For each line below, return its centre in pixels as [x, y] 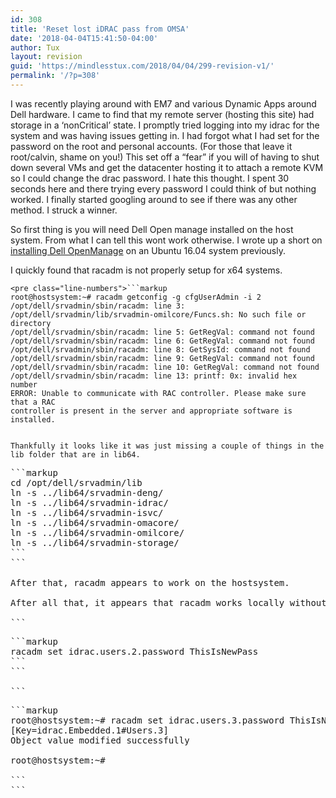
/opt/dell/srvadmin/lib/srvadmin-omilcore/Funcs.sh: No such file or [158, 314]
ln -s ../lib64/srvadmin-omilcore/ [97, 532]
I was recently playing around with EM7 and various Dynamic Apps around [163, 103]
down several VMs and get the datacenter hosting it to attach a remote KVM [167, 167]
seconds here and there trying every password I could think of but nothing [163, 188]
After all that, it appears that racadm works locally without [168, 602]
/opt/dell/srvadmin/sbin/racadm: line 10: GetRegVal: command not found [165, 367]
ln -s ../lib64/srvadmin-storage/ [95, 542]
